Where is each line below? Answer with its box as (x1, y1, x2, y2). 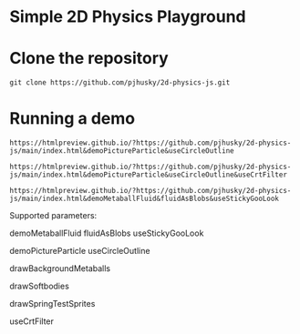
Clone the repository (9, 48, 169, 69)
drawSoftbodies (9, 280, 70, 292)
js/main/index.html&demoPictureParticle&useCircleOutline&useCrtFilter (9, 170, 287, 179)
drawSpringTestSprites (9, 299, 96, 309)
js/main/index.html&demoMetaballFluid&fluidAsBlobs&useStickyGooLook (9, 194, 280, 204)
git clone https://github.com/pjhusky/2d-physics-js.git (9, 78, 231, 87)
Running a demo (9, 108, 135, 129)
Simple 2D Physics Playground (9, 6, 246, 27)
